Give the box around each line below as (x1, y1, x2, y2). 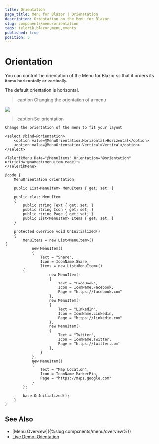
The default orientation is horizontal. (5, 87, 79, 93)
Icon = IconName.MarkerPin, (40, 371, 98, 376)
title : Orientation (5, 7, 45, 12)
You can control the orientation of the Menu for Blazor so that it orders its (5, 72, 154, 78)
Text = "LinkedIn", (58, 307, 98, 312)
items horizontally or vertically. (5, 78, 68, 83)
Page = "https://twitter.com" (58, 341, 120, 346)
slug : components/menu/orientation (5, 21, 79, 26)
